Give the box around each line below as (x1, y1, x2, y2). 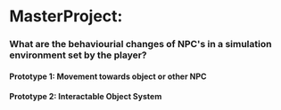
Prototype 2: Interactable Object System (9, 91, 162, 102)
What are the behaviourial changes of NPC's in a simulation (9, 38, 272, 51)
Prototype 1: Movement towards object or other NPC (9, 71, 207, 82)
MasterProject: (9, 6, 123, 27)
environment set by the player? (9, 49, 147, 61)
